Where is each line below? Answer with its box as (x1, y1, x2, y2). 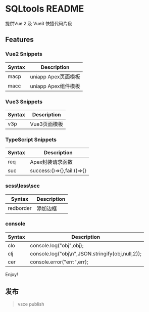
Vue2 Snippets (5, 51, 43, 58)
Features (5, 35, 34, 44)
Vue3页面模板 (30, 120, 63, 127)
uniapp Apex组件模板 (30, 82, 80, 90)
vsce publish (17, 301, 44, 307)
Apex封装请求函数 (30, 159, 73, 166)
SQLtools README (5, 3, 84, 15)
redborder (8, 204, 32, 211)
